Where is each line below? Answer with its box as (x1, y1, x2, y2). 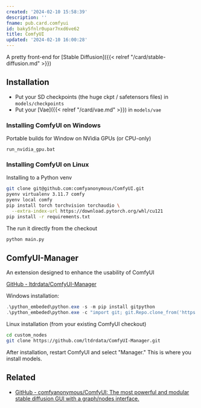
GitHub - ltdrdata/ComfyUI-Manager (6, 281, 97, 288)
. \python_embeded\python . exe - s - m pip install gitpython (6, 304, 155, 310)
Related (6, 372, 36, 383)
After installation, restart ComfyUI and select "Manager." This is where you (6, 348, 192, 356)
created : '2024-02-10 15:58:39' (6, 8, 88, 15)
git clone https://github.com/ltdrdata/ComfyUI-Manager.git (6, 337, 161, 344)
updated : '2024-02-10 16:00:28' (6, 37, 88, 43)
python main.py (6, 236, 45, 242)
